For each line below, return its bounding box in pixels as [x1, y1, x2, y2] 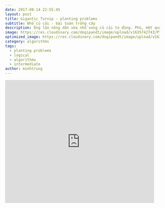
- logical [9, 52, 29, 58]
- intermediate [9, 62, 41, 67]
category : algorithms [5, 39, 50, 44]
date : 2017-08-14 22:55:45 [5, 7, 60, 12]
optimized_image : [5, 35, 41, 40]
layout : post [5, 12, 32, 17]
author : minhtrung [5, 67, 43, 71]
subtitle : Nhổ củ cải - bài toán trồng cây [5, 21, 96, 26]
